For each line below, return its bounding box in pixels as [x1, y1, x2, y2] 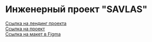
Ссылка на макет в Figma [5, 31, 61, 37]
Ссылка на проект [5, 25, 45, 31]
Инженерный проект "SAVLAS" [5, 4, 147, 15]
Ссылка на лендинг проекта [5, 20, 67, 26]
